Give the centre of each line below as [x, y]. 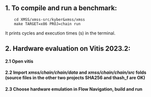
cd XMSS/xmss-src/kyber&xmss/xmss [50, 19]
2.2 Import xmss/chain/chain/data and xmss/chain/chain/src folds [76, 73]
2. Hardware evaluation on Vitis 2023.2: [68, 49]
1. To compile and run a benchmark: [61, 8]
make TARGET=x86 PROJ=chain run [47, 24]
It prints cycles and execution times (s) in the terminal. [60, 33]
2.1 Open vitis [19, 61]
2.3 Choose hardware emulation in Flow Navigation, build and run [74, 89]
